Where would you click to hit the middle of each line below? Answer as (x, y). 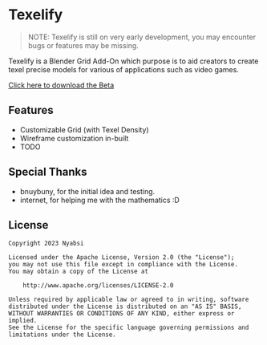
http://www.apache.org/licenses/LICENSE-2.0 (98, 286)
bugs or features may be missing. (83, 45)
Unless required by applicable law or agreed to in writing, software (129, 300)
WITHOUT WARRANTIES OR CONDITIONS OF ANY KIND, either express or (121, 314)
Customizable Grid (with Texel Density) (85, 129)
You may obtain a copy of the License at (79, 272)
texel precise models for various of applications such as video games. (123, 69)
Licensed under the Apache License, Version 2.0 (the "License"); (121, 258)
